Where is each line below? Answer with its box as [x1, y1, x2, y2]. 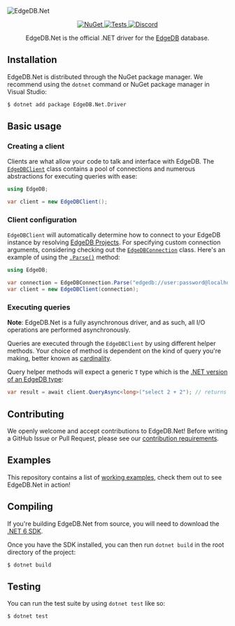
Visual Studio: [7, 88, 48, 96]
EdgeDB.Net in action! [7, 480, 71, 489]
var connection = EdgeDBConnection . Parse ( [7, 279, 133, 286]
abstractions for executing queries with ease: [7, 172, 138, 181]
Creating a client [7, 141, 65, 151]
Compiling [7, 501, 54, 513]
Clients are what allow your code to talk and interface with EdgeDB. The [7, 158, 215, 166]
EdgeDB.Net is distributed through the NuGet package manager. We [7, 72, 204, 81]
